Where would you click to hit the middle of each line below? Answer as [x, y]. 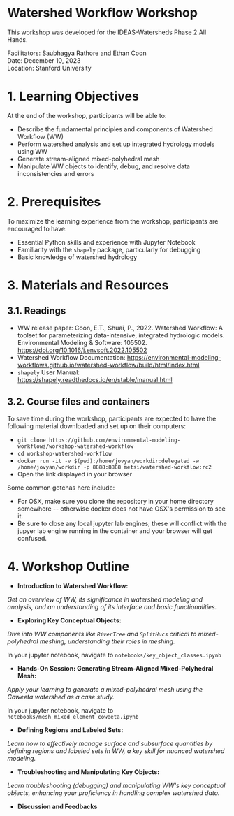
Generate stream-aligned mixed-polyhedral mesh [88, 159]
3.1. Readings [37, 311]
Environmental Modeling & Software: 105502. [82, 342]
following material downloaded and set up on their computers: [97, 426]
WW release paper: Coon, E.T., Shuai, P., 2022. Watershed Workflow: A [120, 328]
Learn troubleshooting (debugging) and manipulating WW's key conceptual [116, 785]
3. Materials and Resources [88, 285]
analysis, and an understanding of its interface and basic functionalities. [112, 606]
